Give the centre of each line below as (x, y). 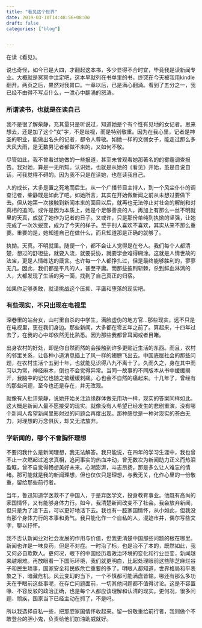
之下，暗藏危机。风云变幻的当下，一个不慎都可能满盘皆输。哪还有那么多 (101, 576)
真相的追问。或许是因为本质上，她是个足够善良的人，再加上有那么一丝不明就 (101, 210)
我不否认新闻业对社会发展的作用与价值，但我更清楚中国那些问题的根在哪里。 (101, 538)
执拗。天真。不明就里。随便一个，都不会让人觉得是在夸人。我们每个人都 (96, 246)
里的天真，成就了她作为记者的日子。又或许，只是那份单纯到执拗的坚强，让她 (101, 217)
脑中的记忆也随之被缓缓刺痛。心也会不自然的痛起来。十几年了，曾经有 (109, 378)
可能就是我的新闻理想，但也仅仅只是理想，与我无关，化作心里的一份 (106, 475)
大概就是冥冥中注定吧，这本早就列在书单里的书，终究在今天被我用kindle (106, 78)
